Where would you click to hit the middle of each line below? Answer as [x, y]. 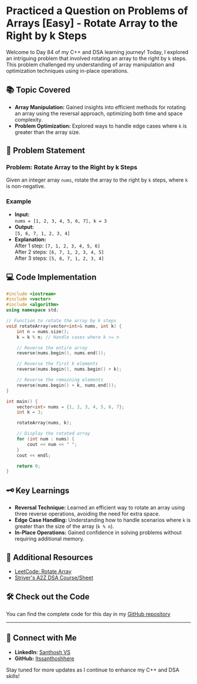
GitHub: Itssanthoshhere [44, 658]
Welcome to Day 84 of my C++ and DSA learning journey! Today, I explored [97, 52]
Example [19, 202]
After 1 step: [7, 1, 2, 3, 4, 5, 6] [57, 246]
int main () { [22, 401]
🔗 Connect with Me [42, 638]
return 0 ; [29, 466]
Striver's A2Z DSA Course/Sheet [54, 578]
